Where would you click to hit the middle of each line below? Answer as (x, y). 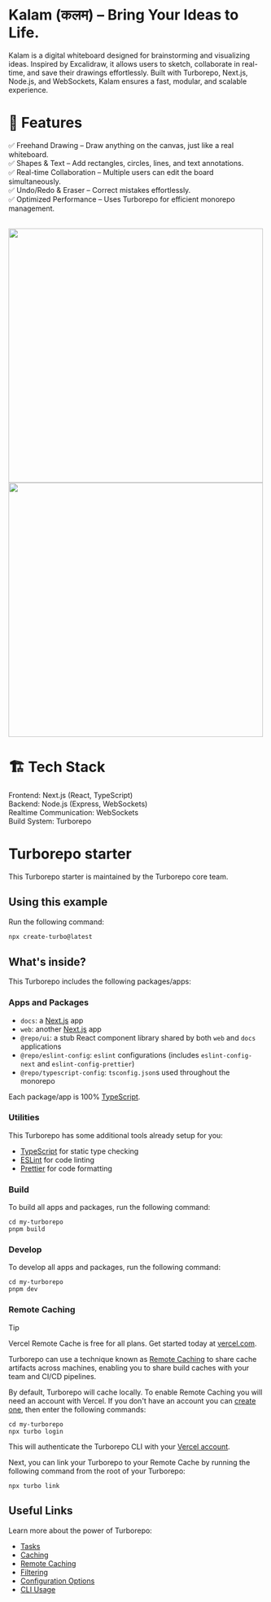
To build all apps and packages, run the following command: (109, 1207)
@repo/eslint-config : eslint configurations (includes (109, 1054)
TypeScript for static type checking (79, 1151)
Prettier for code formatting (66, 1168)
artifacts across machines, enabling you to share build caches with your (129, 1368)
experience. (28, 89)
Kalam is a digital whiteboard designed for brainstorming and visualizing (129, 55)
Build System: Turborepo (50, 821)
